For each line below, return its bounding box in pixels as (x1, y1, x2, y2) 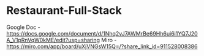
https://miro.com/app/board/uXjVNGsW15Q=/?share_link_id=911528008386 (6, 43, 198, 50)
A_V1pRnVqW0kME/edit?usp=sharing (6, 36, 100, 43)
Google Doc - (6, 23, 41, 31)
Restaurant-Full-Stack (6, 4, 122, 17)
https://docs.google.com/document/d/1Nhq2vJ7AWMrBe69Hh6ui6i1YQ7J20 (6, 30, 198, 37)
